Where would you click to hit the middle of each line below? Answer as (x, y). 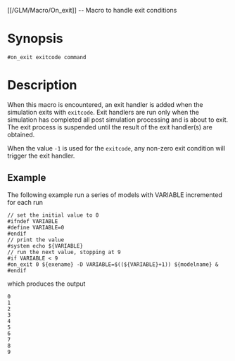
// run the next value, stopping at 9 (64, 252)
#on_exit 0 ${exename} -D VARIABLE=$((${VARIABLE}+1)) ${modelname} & (113, 264)
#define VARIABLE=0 (36, 227)
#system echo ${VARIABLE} (45, 246)
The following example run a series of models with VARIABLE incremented (115, 195)
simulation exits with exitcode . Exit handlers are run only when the (103, 112)
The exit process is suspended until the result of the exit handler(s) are (110, 127)
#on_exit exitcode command (47, 57)
